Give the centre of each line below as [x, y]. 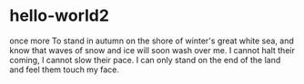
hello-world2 [59, 16]
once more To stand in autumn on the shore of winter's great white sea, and [152, 41]
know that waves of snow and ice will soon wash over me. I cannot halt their [152, 50]
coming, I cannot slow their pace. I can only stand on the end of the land [145, 60]
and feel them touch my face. [65, 70]
